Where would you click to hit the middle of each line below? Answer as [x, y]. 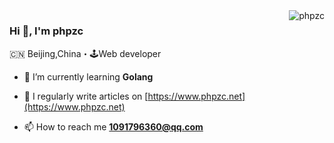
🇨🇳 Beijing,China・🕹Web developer [85, 54]
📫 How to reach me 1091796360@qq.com [113, 127]
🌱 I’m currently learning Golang [88, 77]
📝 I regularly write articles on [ [86, 96]
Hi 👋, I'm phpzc [46, 31]
